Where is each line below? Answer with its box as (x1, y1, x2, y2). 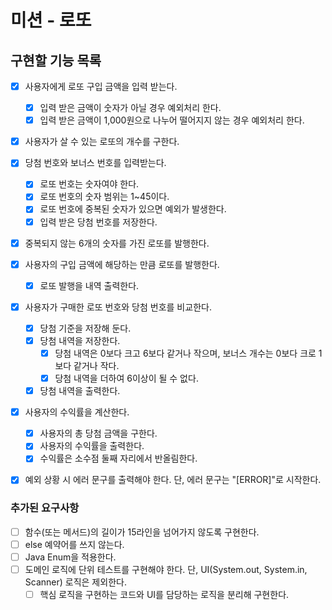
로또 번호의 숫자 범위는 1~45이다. (39, 191, 170, 203)
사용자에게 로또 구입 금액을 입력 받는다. (24, 81, 178, 92)
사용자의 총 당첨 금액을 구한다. (39, 427, 158, 440)
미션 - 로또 (10, 9, 92, 32)
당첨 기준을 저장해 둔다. (39, 322, 132, 334)
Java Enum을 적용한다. (24, 551, 117, 563)
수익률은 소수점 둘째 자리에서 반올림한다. (39, 452, 198, 465)
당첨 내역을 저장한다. (39, 334, 121, 346)
